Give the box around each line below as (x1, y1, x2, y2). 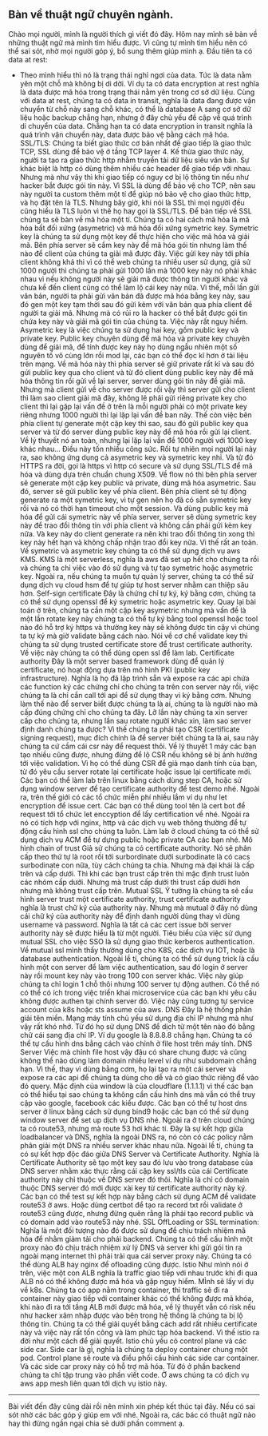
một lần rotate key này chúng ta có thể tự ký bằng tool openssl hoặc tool (19, 613, 258, 624)
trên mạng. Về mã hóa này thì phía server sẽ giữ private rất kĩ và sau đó (19, 359, 254, 369)
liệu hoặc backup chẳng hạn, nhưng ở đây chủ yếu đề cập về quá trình (19, 113, 253, 122)
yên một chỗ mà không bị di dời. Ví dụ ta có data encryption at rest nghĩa (19, 78, 260, 88)
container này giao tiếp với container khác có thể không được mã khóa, (19, 1293, 254, 1303)
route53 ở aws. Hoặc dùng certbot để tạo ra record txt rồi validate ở (19, 1200, 243, 1210)
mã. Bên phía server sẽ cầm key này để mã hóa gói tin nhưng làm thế (19, 240, 247, 249)
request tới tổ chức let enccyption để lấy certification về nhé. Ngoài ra (19, 809, 250, 819)
